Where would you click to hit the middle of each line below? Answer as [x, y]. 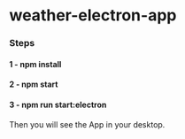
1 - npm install [35, 64]
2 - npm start [34, 84]
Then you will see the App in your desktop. [87, 124]
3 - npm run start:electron [58, 104]
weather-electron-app [93, 15]
